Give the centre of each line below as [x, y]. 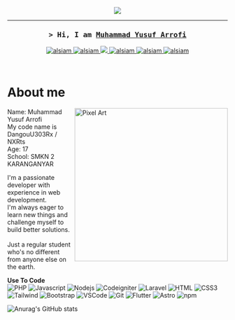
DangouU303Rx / [32, 134]
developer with [29, 185]
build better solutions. [38, 230]
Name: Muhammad [35, 112]
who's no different [34, 252]
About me [36, 93]
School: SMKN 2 [31, 157]
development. [27, 200]
